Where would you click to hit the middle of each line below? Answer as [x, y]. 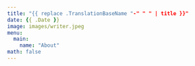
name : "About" [39, 45]
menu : [15, 33]
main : [21, 39]
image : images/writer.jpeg [46, 26]
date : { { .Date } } [33, 20]
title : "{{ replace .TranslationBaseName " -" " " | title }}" [98, 13]
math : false [24, 52]
